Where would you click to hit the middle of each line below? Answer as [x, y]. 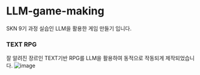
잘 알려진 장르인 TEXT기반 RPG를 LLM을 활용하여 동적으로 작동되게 [85, 58]
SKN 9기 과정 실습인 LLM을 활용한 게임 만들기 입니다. [69, 28]
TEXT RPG [22, 44]
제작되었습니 [180, 58]
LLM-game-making [55, 11]
